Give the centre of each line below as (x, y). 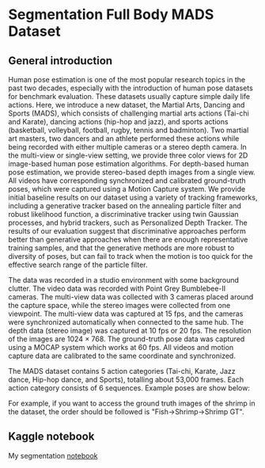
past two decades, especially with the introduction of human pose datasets (131, 88)
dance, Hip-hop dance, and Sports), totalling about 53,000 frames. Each (126, 379)
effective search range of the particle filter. (78, 264)
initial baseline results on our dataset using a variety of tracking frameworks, (133, 197)
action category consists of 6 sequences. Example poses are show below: (129, 388)
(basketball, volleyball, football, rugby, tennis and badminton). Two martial (129, 130)
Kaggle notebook (51, 437)
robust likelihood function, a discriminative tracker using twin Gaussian (123, 214)
